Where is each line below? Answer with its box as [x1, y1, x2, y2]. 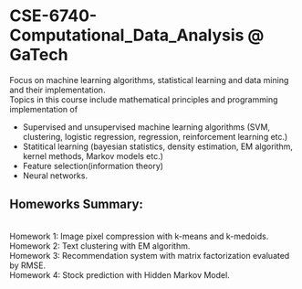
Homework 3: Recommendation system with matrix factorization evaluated [9, 250, 290, 261]
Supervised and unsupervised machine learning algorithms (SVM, [22, 121, 271, 133]
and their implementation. [9, 84, 106, 95]
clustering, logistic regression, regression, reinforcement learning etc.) [22, 131, 288, 142]
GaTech [9, 45, 68, 65]
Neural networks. [22, 170, 89, 181]
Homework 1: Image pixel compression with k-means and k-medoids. [9, 230, 269, 241]
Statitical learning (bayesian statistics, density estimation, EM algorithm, [22, 141, 294, 152]
